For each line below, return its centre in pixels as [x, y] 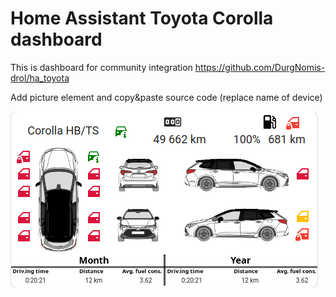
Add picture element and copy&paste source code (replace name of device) [166, 97]
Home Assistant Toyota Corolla [142, 18]
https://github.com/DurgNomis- [260, 67]
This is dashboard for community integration [101, 67]
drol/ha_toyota [40, 78]
